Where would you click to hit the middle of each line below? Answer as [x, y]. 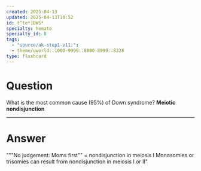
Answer [26, 138]
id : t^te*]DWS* [25, 23]
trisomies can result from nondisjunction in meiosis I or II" [77, 161]
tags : [13, 39]
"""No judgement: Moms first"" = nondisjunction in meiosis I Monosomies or [100, 155]
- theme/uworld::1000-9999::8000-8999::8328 [68, 51]
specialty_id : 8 [26, 34]
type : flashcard [26, 56]
